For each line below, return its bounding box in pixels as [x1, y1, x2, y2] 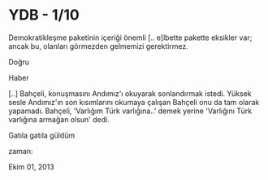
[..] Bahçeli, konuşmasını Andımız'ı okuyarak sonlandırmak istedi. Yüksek [8, 88, 252, 99]
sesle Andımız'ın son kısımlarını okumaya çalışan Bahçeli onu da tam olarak [8, 97, 260, 107]
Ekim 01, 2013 [8, 161, 54, 172]
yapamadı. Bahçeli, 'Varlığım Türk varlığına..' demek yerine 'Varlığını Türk [8, 106, 253, 116]
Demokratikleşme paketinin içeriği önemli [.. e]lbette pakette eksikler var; [8, 33, 253, 42]
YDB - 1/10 [8, 6, 80, 24]
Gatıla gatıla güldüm [8, 130, 76, 140]
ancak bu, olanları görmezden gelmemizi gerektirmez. [8, 41, 188, 50]
